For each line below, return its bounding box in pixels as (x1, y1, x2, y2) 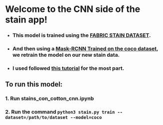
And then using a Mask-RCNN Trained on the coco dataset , (12, 45, 159, 52)
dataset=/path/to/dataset (5, 115, 68, 121)
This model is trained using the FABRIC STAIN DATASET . (12, 32, 151, 39)
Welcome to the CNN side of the (5, 3, 141, 15)
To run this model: (5, 80, 63, 89)
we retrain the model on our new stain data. (12, 51, 120, 58)
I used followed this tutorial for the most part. (12, 65, 125, 72)
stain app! (5, 14, 47, 25)
